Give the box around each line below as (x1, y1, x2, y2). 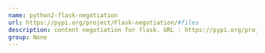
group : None (8, 33, 47, 41)
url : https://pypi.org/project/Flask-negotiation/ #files (8, 19, 200, 26)
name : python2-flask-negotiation (8, 11, 118, 19)
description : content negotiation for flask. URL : (8, 26, 181, 34)
